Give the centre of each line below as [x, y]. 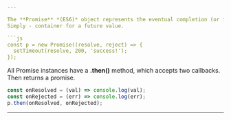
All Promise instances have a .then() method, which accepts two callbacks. [114, 71]
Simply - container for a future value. [66, 26]
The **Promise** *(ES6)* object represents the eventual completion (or [113, 19]
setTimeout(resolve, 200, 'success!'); [70, 51]
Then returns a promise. [41, 78]
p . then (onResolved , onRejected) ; [55, 103]
